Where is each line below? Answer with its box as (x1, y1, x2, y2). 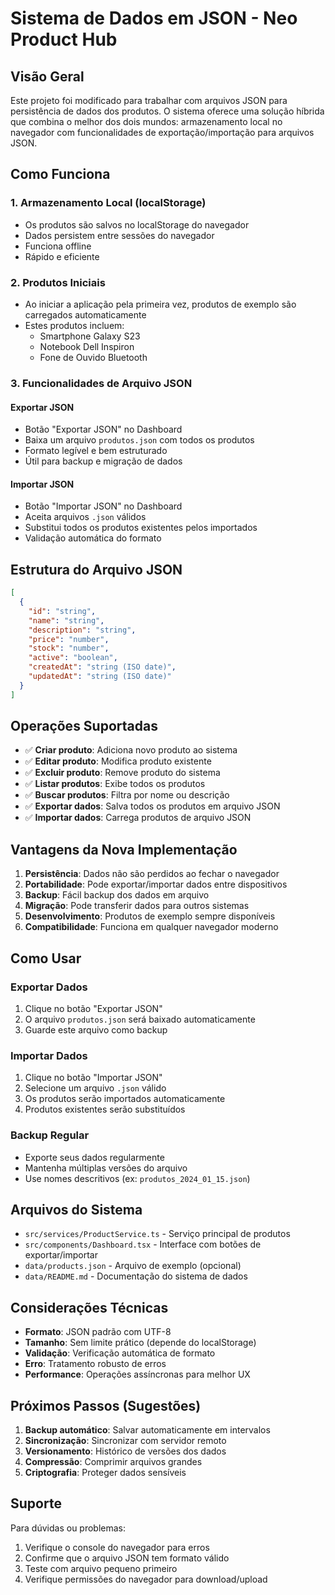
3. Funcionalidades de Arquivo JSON (10, 376, 193, 390)
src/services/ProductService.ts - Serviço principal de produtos (24, 1228, 291, 1240)
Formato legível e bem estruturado (24, 445, 168, 457)
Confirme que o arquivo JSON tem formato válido (24, 1552, 230, 1564)
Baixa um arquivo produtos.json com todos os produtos (24, 434, 255, 446)
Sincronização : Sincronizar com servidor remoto (24, 1434, 227, 1446)
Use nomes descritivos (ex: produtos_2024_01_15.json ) (24, 1172, 251, 1184)
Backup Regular (10, 1128, 90, 1142)
